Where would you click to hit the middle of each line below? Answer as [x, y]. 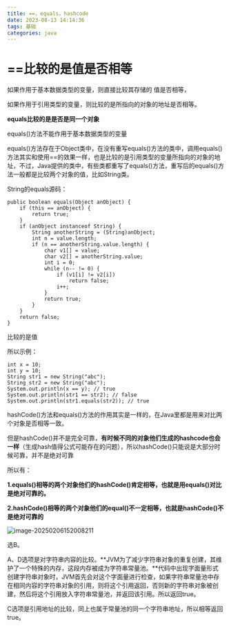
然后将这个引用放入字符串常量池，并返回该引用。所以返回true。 [109, 594]
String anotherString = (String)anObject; [94, 232]
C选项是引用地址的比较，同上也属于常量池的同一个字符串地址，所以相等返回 [115, 609]
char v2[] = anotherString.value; [93, 257]
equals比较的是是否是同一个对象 [53, 119]
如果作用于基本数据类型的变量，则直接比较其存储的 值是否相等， [99, 90]
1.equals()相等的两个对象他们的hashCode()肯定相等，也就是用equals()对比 [114, 485]
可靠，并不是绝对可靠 [43, 455]
